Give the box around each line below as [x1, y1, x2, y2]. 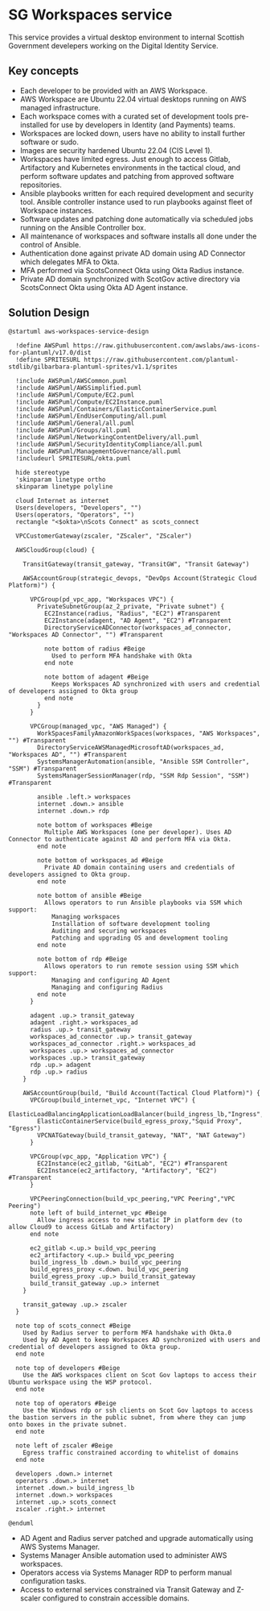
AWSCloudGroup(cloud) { [15, 546, 95, 554]
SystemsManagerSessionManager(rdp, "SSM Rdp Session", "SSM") [37, 771, 250, 779]
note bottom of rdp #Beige [37, 955, 128, 963]
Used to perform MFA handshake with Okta [51, 651, 193, 660]
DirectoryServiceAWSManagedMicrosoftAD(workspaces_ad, [37, 743, 225, 751]
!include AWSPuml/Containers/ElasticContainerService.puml [15, 405, 218, 413]
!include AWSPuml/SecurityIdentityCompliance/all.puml [15, 440, 203, 448]
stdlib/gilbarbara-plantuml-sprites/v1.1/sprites [8, 363, 178, 371]
